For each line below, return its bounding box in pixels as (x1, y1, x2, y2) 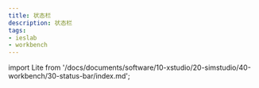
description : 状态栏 (8, 19, 73, 27)
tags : (8, 26, 26, 34)
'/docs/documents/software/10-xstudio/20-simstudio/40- (62, 63, 252, 72)
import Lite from (8, 63, 61, 72)
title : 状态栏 (8, 11, 52, 20)
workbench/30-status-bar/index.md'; (8, 71, 131, 81)
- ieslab (8, 33, 37, 42)
